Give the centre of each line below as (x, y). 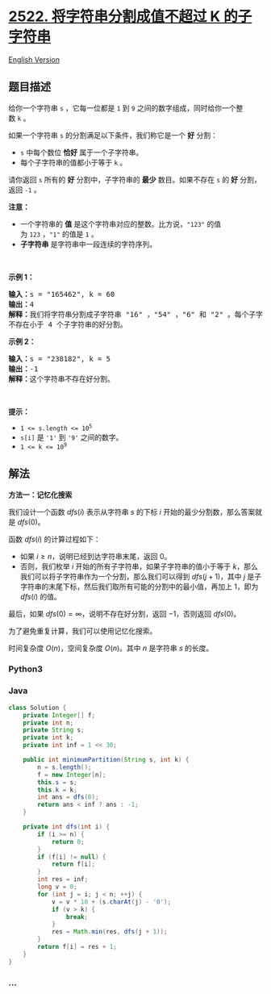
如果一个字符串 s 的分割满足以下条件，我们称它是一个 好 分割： (113, 135)
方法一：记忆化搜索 (40, 495)
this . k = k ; (58, 790)
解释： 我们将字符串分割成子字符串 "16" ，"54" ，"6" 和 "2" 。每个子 (132, 314)
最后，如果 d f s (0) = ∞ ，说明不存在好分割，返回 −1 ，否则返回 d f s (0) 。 (125, 613)
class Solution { (38, 708)
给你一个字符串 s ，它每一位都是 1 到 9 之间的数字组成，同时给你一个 (122, 108)
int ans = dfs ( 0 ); (68, 797)
